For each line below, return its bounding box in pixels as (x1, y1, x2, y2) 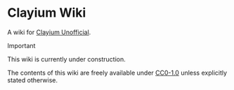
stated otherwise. (7, 75, 58, 84)
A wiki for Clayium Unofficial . (7, 28, 91, 36)
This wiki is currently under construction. (7, 54, 126, 63)
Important (7, 41, 36, 50)
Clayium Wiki (7, 5, 86, 21)
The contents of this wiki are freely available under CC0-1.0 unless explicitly (7, 68, 227, 77)
